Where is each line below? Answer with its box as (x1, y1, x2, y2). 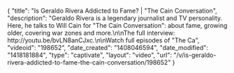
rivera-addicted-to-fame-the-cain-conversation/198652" (7, 58, 171, 66)
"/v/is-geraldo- (173, 51, 217, 59)
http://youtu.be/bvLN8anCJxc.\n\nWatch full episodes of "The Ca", (7, 36, 200, 44)
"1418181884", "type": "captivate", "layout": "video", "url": (7, 51, 173, 59)
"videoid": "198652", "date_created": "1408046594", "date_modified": (7, 44, 208, 51)
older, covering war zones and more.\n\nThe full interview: (7, 29, 176, 37)
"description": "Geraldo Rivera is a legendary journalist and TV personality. (7, 14, 223, 22)
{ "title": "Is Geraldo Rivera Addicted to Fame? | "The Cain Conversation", (7, 7, 218, 15)
